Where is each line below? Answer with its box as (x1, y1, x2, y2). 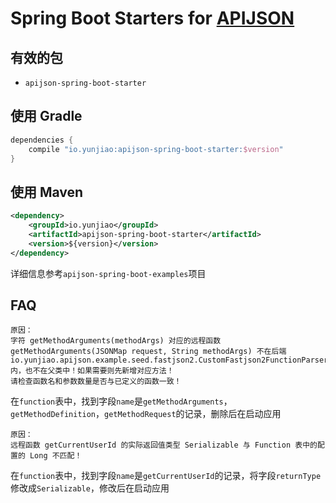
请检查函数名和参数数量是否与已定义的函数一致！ (10, 377, 182, 387)
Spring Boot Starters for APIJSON (10, 7, 295, 30)
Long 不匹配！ (29, 451, 83, 461)
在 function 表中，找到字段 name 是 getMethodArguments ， (10, 395, 233, 407)
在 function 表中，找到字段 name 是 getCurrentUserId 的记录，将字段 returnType (10, 470, 322, 482)
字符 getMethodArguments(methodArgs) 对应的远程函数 (10, 336, 222, 346)
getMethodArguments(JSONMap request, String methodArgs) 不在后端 (10, 347, 287, 357)
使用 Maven (10, 183, 84, 201)
